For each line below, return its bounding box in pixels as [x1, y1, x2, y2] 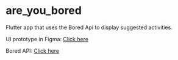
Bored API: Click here [5, 47, 59, 55]
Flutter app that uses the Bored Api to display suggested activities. [5, 24, 173, 31]
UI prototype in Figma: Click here [5, 35, 89, 42]
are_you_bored [5, 4, 82, 18]
